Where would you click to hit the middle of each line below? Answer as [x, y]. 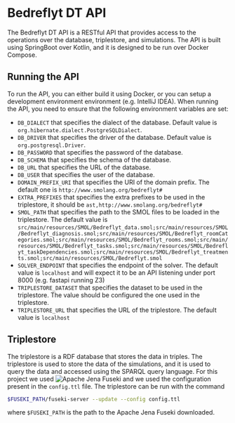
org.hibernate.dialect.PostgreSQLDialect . [80, 130]
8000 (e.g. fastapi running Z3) [61, 280]
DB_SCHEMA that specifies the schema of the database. [94, 160]
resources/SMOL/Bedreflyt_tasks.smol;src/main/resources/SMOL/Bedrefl [123, 246]
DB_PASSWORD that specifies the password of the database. [100, 152]
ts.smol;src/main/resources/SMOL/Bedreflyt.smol [90, 258]
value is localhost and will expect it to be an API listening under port [116, 273]
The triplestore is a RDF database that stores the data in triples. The [105, 356]
